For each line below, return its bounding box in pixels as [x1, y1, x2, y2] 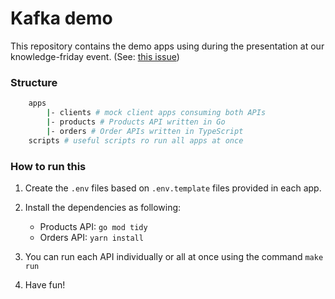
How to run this [10, 159, 87, 173]
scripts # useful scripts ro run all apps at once [28, 135, 244, 146]
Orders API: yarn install [39, 231, 144, 243]
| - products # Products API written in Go [46, 117, 226, 127]
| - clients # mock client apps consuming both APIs [46, 108, 267, 118]
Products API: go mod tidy [39, 220, 148, 232]
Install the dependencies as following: [24, 201, 182, 213]
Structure [10, 75, 58, 89]
